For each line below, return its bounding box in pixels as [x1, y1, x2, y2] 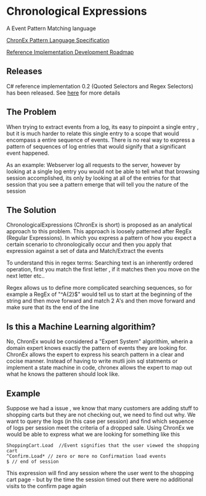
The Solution [6, 204, 57, 215]
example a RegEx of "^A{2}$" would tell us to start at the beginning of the [6, 290, 192, 298]
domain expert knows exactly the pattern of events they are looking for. [6, 344, 188, 352]
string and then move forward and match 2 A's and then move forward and [6, 297, 196, 304]
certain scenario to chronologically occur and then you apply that [6, 241, 172, 248]
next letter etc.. [6, 272, 45, 280]
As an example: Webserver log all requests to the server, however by [6, 161, 181, 168]
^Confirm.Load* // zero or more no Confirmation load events [6, 453, 167, 459]
